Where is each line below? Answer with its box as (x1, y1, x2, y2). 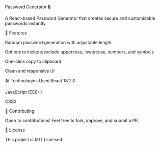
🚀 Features (5, 30, 27, 36)
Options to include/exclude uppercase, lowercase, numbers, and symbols (5, 49, 154, 55)
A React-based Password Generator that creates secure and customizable (5, 15, 156, 21)
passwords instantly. (5, 21, 47, 26)
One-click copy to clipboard (5, 58, 62, 64)
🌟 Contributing (5, 108, 35, 114)
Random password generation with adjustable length (5, 40, 112, 45)
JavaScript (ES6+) (5, 89, 42, 95)
